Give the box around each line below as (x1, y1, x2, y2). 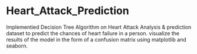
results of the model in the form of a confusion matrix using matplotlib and (6, 36, 187, 43)
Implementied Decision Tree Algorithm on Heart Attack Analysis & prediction (6, 23, 192, 31)
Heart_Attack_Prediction (6, 4, 130, 18)
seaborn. (6, 42, 28, 49)
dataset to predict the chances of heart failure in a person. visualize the (6, 29, 180, 36)
